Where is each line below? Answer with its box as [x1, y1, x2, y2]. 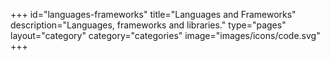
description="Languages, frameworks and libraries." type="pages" [10, 19, 287, 31]
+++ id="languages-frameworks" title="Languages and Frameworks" [10, 9, 297, 20]
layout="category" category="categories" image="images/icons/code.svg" [10, 30, 321, 41]
